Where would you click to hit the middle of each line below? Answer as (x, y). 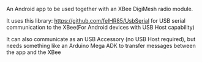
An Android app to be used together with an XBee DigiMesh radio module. (100, 9)
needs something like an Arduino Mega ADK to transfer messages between (101, 46)
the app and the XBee (34, 52)
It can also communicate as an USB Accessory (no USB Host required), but (101, 39)
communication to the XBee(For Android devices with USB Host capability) (100, 27)
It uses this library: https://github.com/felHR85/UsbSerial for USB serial (96, 21)
